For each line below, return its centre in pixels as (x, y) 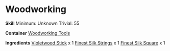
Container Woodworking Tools (38, 33)
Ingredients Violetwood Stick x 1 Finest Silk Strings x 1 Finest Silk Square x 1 (85, 43)
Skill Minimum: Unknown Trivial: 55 (42, 23)
